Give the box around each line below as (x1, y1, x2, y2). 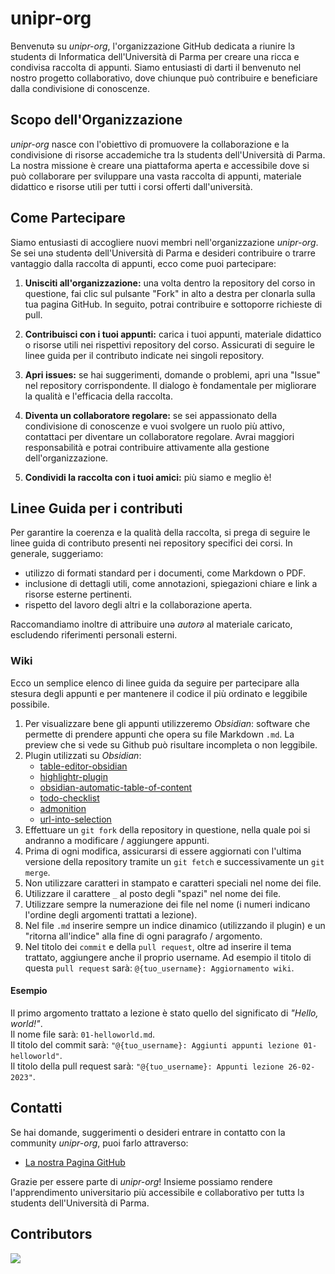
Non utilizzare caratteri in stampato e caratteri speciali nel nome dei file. (24, 877, 322, 889)
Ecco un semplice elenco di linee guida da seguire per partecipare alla (10, 677, 300, 689)
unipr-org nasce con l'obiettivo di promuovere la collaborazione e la (10, 138, 290, 150)
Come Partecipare (10, 210, 126, 227)
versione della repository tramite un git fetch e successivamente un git (24, 855, 325, 867)
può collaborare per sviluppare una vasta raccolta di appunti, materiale (10, 170, 302, 182)
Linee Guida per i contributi (10, 500, 183, 517)
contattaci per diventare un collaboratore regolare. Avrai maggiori (24, 430, 295, 442)
